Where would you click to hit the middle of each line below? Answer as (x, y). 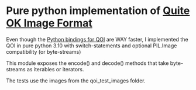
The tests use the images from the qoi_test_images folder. (76, 81)
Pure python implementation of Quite (98, 11)
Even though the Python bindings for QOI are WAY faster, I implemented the (97, 39)
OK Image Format (49, 23)
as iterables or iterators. (55, 69)
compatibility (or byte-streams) (44, 51)
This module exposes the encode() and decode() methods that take (87, 63)
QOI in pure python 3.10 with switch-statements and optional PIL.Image (92, 46)
